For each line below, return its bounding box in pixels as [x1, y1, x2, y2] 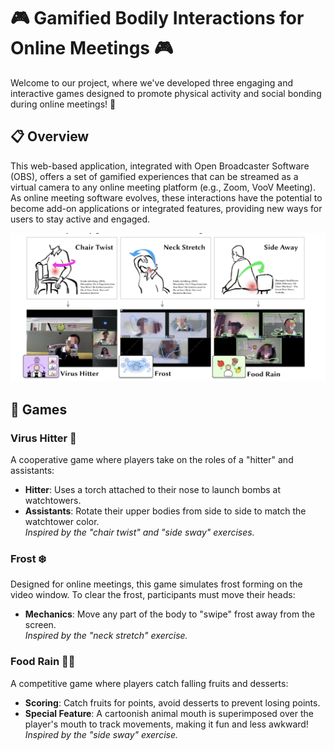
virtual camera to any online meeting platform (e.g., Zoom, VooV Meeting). [10, 181, 317, 193]
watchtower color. [24, 516, 100, 528]
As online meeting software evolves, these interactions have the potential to [10, 191, 323, 204]
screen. [24, 619, 57, 631]
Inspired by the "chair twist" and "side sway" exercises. [24, 526, 255, 539]
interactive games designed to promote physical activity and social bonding [10, 87, 322, 99]
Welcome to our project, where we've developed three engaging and [10, 76, 294, 89]
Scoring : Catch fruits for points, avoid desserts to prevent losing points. [24, 696, 321, 709]
